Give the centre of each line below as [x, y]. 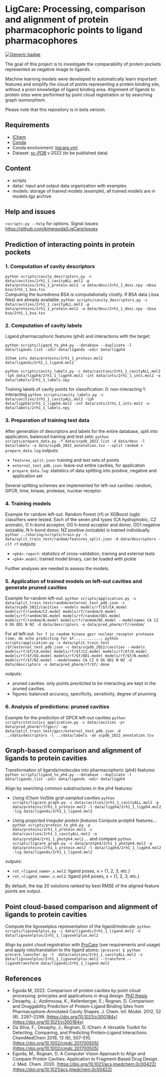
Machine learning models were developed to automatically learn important [81, 79]
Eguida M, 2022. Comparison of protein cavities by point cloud [76, 990]
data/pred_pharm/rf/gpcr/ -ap [36, 727]
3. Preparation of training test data [47, 421]
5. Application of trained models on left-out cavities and [74, 581]
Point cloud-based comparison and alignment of [82, 907]
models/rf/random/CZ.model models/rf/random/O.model [61, 612]
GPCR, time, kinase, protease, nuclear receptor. [54, 490]
